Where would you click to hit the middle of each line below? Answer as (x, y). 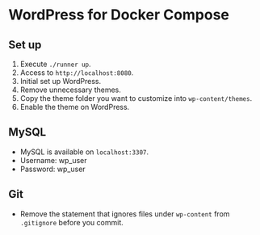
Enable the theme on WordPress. (75, 107)
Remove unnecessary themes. (70, 90)
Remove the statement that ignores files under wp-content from (125, 214)
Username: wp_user (53, 160)
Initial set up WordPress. (61, 81)
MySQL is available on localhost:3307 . (84, 152)
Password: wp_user (53, 169)
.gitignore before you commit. (71, 222)
